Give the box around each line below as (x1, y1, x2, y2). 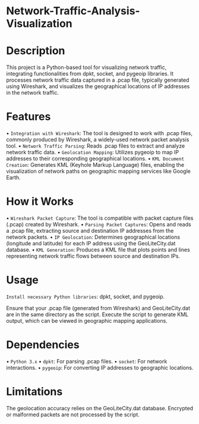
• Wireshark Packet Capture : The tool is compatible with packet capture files (6, 214, 194, 222)
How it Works (6, 195, 74, 208)
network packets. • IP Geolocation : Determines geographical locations (6, 233, 180, 241)
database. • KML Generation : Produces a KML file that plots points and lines (6, 246, 190, 253)
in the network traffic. (6, 89, 59, 96)
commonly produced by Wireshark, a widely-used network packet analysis (6, 136, 189, 144)
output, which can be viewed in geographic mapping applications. (6, 317, 168, 324)
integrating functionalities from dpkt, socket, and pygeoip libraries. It (6, 70, 174, 77)
